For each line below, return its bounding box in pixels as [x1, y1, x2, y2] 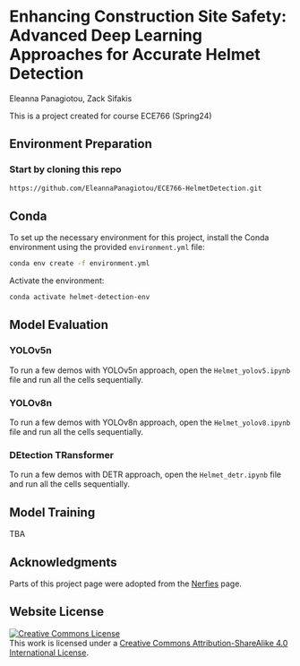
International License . [9, 647, 90, 658]
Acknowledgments [9, 554, 118, 570]
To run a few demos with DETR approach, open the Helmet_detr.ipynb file [9, 469, 282, 480]
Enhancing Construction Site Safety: [9, 6, 287, 27]
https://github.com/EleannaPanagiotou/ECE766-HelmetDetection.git [9, 184, 262, 193]
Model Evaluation [9, 317, 109, 333]
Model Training [9, 505, 96, 520]
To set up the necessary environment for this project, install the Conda [9, 232, 270, 243]
